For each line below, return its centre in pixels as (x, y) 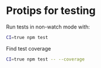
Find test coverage (29, 48)
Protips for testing (51, 11)
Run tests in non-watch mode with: (48, 27)
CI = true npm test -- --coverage (45, 59)
